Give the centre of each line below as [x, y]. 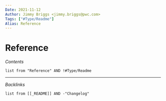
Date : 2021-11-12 [23, 10]
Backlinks [15, 85]
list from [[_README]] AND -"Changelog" [47, 94]
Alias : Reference [23, 24]
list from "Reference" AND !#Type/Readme [48, 71]
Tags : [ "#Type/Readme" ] [30, 19]
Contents [14, 62]
